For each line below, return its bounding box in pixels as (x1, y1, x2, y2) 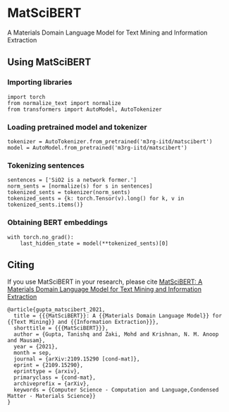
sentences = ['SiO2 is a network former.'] (7, 176, 137, 184)
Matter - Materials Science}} (7, 393, 97, 400)
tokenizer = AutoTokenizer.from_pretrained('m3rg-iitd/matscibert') (7, 138, 213, 145)
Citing (7, 259, 35, 271)
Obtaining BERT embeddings (7, 217, 108, 227)
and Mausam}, (7, 337, 46, 344)
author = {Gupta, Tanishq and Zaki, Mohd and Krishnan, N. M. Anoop (13, 331, 219, 338)
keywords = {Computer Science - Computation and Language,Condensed (13, 387, 219, 394)
